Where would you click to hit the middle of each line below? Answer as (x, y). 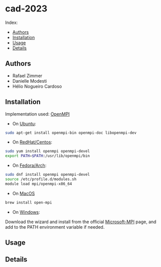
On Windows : (26, 212)
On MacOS (23, 193)
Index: (12, 22)
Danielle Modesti (30, 81)
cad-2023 (26, 9)
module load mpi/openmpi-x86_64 (39, 184)
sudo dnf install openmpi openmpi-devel (48, 175)
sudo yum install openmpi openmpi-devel (48, 151)
